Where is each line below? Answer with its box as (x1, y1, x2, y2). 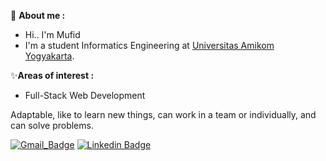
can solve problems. (10, 120, 94, 131)
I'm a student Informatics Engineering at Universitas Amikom (24, 40, 275, 51)
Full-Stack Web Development (24, 90, 146, 101)
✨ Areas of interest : (10, 70, 95, 81)
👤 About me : (10, 10, 66, 21)
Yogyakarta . (24, 50, 75, 62)
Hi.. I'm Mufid (24, 29, 81, 40)
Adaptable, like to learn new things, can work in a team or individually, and (10, 109, 317, 120)
